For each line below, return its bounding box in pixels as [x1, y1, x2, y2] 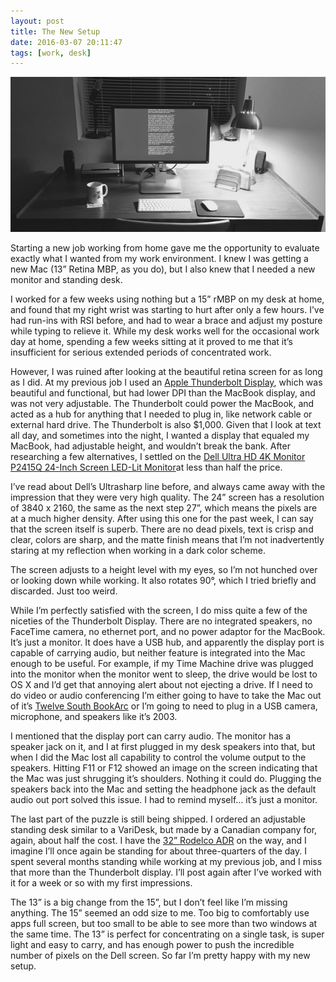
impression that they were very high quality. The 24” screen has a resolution [10, 491, 325, 504]
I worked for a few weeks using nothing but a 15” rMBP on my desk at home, [10, 293, 325, 305]
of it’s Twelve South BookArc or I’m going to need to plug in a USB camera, [10, 700, 318, 712]
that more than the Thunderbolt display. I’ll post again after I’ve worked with [10, 866, 322, 879]
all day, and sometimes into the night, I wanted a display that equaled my [10, 430, 310, 442]
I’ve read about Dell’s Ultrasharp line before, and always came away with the [10, 481, 326, 493]
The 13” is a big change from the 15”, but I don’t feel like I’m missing [10, 896, 288, 909]
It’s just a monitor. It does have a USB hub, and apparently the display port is [10, 636, 325, 649]
